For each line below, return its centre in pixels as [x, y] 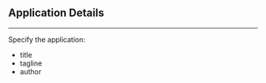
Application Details [56, 13]
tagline [31, 63]
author [30, 71]
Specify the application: [47, 40]
